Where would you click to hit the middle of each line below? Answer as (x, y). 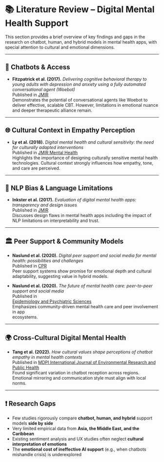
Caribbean (23, 434)
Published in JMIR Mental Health (45, 152)
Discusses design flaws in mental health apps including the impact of (82, 216)
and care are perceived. (36, 168)
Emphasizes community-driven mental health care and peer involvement (85, 307)
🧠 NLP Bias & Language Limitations (59, 188)
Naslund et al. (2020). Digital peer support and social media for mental (84, 256)
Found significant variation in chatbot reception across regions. (76, 373)
